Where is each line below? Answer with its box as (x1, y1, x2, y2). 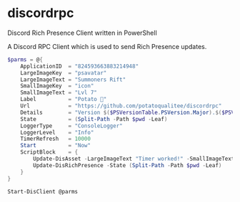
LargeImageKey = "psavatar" (20, 69, 107, 76)
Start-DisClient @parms (7, 188, 79, 195)
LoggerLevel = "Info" (20, 129, 94, 136)
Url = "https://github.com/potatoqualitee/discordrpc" (20, 102, 222, 110)
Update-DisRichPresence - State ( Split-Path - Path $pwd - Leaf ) (33, 161, 222, 169)
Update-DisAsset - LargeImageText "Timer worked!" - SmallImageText (33, 155, 235, 163)
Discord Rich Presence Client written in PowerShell (7, 28, 157, 37)
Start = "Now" (20, 142, 91, 149)
